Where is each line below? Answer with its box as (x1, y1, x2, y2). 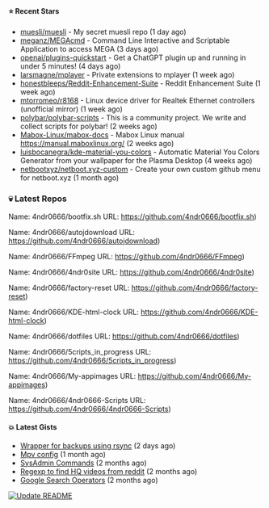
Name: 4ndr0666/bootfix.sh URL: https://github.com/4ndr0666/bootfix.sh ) (8, 212, 257, 221)
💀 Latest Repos (8, 193, 67, 204)
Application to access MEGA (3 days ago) (19, 44, 159, 54)
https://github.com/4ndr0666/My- (137, 371, 252, 380)
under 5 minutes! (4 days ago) (19, 61, 121, 71)
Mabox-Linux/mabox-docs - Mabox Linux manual (19, 130, 185, 140)
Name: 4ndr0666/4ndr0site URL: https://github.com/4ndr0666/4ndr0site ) (8, 267, 254, 277)
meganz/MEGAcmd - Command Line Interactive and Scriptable (19, 36, 230, 45)
